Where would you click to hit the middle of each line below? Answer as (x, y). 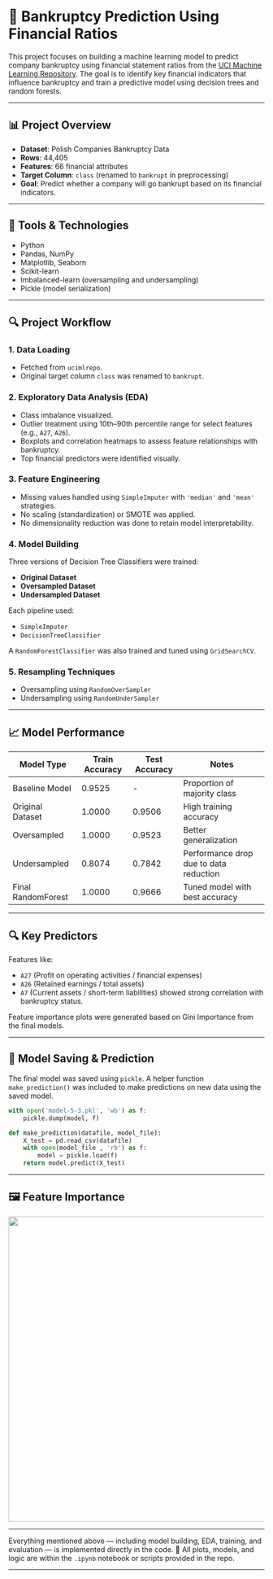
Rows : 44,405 (44, 157)
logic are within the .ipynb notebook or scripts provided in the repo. (122, 1558)
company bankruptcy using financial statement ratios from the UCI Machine (135, 65)
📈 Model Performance (67, 732)
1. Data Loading (39, 349)
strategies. (38, 505)
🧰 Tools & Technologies (69, 226)
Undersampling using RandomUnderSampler (90, 698)
